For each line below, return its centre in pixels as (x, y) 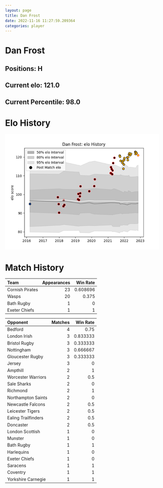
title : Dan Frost (23, 15)
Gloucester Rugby (25, 357)
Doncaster (18, 425)
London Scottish (24, 431)
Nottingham (19, 349)
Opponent (18, 322)
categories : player (25, 26)
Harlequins (18, 452)
